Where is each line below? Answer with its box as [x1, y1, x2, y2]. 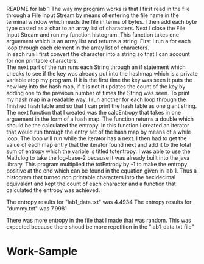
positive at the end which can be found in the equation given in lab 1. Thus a [6, 167, 197, 174]
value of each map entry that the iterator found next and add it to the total [6, 141, 191, 148]
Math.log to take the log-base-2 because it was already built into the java [6, 154, 190, 161]
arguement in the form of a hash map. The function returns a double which [6, 115, 194, 123]
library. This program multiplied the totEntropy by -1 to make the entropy [6, 161, 188, 168]
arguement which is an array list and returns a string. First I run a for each [6, 38, 191, 45]
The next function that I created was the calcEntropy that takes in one [6, 109, 181, 116]
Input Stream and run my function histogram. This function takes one [6, 31, 180, 38]
